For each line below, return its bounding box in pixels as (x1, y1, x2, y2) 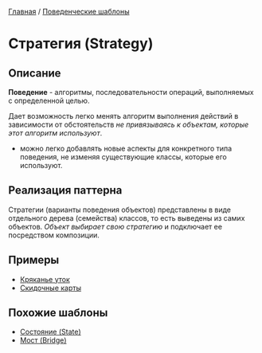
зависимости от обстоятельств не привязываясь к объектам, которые (8, 120, 249, 129)
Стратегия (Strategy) (8, 35, 154, 53)
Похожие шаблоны (8, 306, 108, 320)
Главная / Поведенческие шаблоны (8, 7, 130, 16)
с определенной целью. (8, 96, 90, 105)
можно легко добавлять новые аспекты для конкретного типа (19, 143, 233, 153)
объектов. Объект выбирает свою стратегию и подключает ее (8, 222, 223, 231)
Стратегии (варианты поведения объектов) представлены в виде (8, 205, 232, 214)
